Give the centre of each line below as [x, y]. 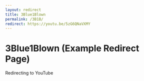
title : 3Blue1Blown [25, 14]
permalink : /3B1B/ [24, 19]
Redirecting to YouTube [29, 73]
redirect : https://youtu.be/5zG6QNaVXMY [48, 24]
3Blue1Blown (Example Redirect [72, 48]
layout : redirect [23, 10]
